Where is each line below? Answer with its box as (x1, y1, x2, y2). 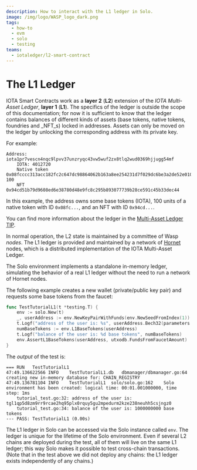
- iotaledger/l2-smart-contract (11, 52, 91, 58)
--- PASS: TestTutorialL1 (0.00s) (6, 415, 91, 422)
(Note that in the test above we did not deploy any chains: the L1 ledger (6, 451, 178, 458)
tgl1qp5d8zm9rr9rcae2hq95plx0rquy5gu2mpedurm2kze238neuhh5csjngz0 (6, 400, 172, 406)
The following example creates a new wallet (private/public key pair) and (6, 286, 182, 294)
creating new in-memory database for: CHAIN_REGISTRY (6, 374, 141, 381)
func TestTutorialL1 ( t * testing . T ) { (6, 304, 98, 310)
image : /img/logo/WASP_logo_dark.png (6, 14, 98, 20)
